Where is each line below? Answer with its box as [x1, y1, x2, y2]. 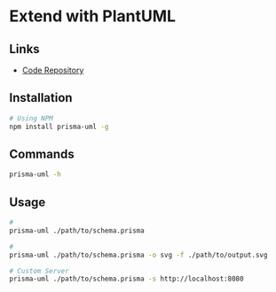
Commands [9, 146, 75, 161]
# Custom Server [9, 266, 69, 275]
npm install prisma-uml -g [9, 122, 109, 131]
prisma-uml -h [9, 170, 62, 179]
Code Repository [21, 65, 84, 75]
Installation [9, 90, 73, 105]
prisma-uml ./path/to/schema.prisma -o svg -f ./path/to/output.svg [9, 250, 268, 259]
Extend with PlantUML [9, 6, 176, 27]
